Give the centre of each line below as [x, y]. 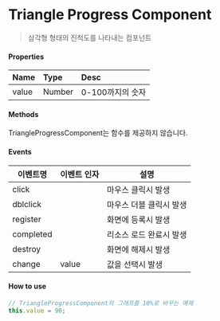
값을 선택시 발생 [135, 264]
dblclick [27, 204]
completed [32, 234]
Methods [24, 114]
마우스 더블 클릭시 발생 [147, 205]
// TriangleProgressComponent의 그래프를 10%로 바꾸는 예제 [101, 303]
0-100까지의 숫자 [114, 92]
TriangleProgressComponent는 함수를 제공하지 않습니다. [98, 133]
